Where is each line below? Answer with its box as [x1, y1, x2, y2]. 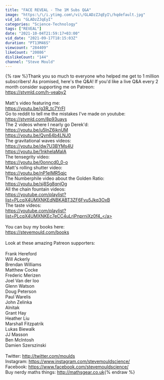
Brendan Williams [5, 261, 42, 268]
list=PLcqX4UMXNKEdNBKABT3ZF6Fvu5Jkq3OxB [5, 197, 110, 203]
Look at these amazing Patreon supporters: [5, 240, 95, 246]
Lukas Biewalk [5, 326, 35, 332]
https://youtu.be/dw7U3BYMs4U [5, 143, 74, 149]
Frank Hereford [5, 251, 37, 257]
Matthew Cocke [5, 267, 38, 273]
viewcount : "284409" [5, 45, 49, 50]
